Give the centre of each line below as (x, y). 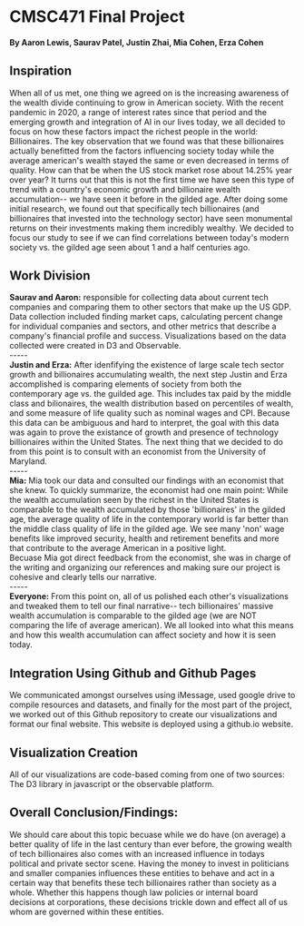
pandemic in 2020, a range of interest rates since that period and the (138, 112)
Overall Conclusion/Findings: (94, 813)
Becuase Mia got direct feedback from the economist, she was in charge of (150, 558)
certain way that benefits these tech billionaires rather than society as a (143, 882)
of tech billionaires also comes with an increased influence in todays (137, 853)
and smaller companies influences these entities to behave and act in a (142, 872)
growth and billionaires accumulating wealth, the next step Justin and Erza (148, 375)
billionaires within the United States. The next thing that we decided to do (147, 442)
